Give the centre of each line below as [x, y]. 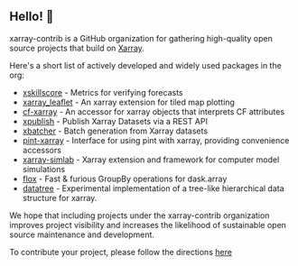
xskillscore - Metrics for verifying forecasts [102, 92]
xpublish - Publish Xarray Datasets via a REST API [115, 121]
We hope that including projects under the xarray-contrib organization [140, 215]
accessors [42, 150]
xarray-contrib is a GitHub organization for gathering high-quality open [141, 38]
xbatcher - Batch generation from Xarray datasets [115, 131]
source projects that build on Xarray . [77, 48]
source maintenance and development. [82, 234]
